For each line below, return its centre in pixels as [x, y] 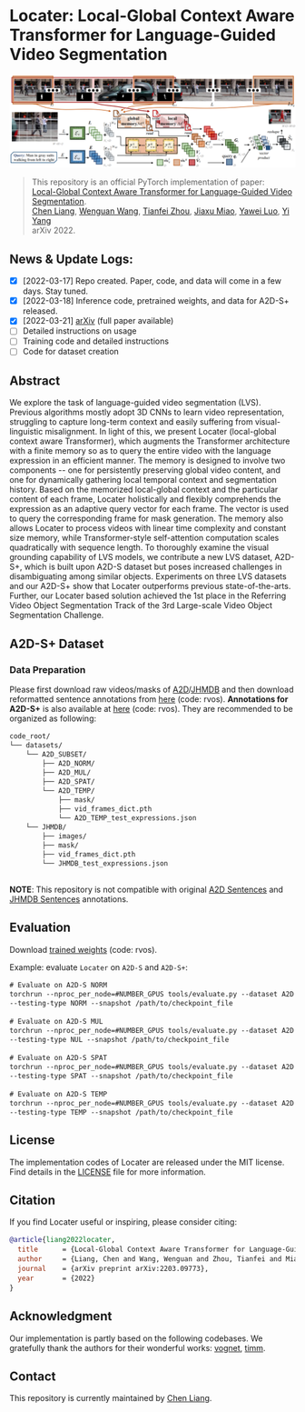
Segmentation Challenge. [57, 616]
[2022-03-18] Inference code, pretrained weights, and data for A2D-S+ [156, 301]
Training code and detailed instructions [96, 341]
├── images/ [65, 836]
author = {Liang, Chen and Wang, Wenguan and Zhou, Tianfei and [150, 1259]
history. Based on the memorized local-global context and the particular [144, 490]
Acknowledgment [61, 1316]
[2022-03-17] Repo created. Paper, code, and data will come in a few [152, 281]
